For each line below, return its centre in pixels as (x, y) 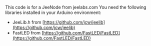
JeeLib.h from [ (28, 22)
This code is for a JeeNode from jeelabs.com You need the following (76, 7)
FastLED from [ (28, 33)
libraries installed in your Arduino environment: (53, 12)
